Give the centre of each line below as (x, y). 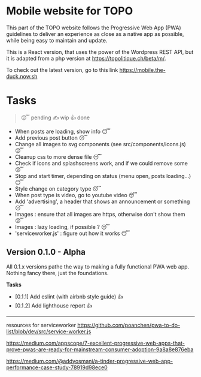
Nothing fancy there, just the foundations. (57, 273)
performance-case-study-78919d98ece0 (57, 367)
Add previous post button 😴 (51, 138)
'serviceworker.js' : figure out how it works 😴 (72, 233)
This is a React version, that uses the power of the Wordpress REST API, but (100, 52)
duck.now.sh (22, 76)
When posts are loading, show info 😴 (63, 131)
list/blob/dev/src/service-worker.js (49, 331)
